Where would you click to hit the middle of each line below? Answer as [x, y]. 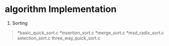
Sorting [20, 23]
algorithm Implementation [61, 9]
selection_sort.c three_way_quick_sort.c [59, 38]
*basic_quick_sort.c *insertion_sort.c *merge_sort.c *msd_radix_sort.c [91, 32]
